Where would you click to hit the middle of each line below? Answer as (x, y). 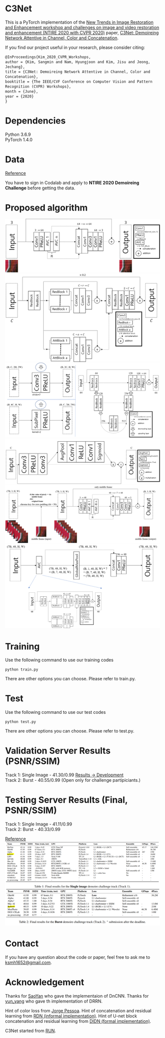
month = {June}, (22, 92)
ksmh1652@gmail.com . (29, 963)
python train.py (22, 670)
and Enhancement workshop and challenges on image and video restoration (82, 27)
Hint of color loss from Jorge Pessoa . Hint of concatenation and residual (78, 1011)
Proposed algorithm (46, 208)
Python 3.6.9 (18, 134)
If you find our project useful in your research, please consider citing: (75, 47)
